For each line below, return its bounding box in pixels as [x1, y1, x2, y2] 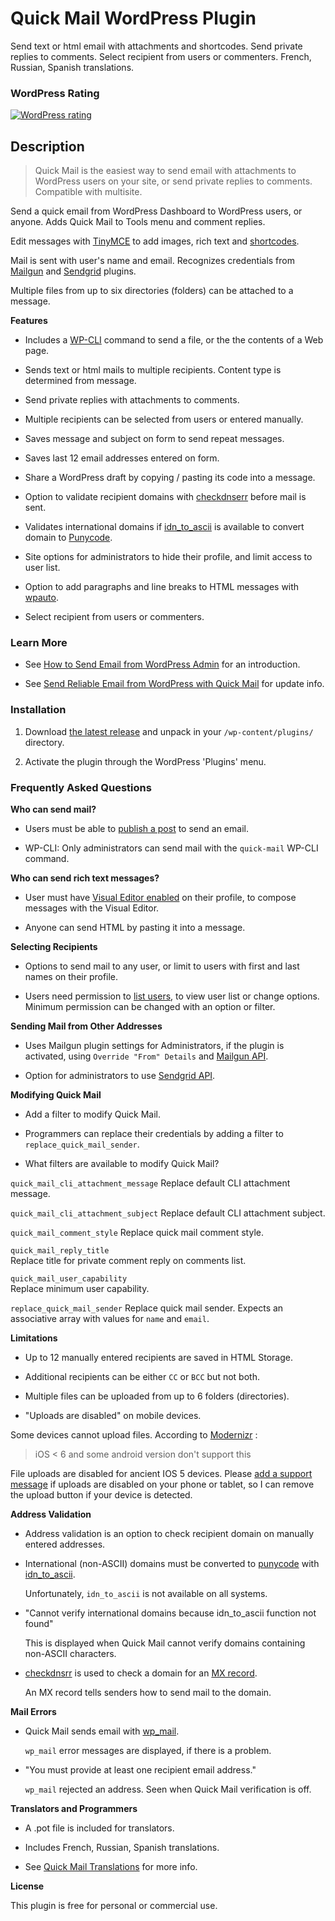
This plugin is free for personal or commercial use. [10, 1899, 218, 1911]
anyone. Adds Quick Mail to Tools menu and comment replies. [10, 216, 266, 228]
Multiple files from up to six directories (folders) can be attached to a [10, 285, 294, 297]
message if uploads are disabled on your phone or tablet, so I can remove [10, 1478, 315, 1490]
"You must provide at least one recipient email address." [24, 1763, 257, 1776]
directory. [24, 736, 65, 748]
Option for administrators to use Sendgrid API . [24, 1069, 216, 1081]
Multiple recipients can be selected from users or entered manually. [24, 413, 304, 426]
